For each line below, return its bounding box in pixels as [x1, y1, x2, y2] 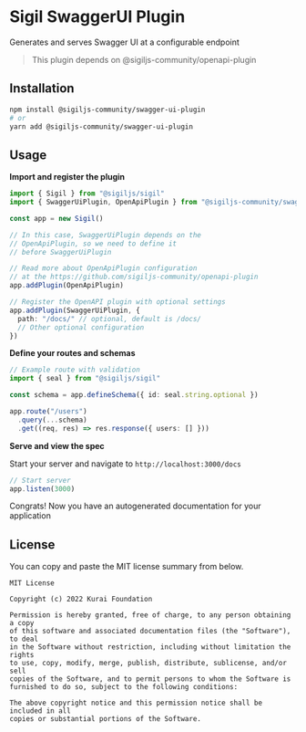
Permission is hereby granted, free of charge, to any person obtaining [9, 611, 291, 620]
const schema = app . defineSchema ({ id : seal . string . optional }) [9, 391, 259, 400]
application [9, 510, 52, 521]
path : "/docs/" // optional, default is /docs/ [17, 314, 202, 323]
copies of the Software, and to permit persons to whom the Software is [9, 674, 291, 684]
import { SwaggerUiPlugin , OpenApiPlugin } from [9, 198, 198, 207]
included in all [9, 706, 71, 716]
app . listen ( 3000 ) [9, 484, 76, 494]
